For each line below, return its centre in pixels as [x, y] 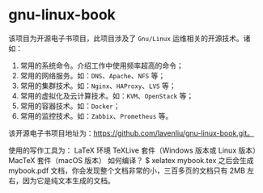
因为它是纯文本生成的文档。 [68, 180]
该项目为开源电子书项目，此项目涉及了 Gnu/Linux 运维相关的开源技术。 [126, 38]
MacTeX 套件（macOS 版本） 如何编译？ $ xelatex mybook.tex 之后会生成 [131, 160]
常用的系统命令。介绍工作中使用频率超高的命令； [102, 65]
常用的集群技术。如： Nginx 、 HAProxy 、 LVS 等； [98, 86]
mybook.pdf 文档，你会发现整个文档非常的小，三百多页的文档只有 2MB [127, 170]
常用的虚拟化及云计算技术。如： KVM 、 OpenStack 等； [107, 95]
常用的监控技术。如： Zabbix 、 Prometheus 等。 [96, 115]
